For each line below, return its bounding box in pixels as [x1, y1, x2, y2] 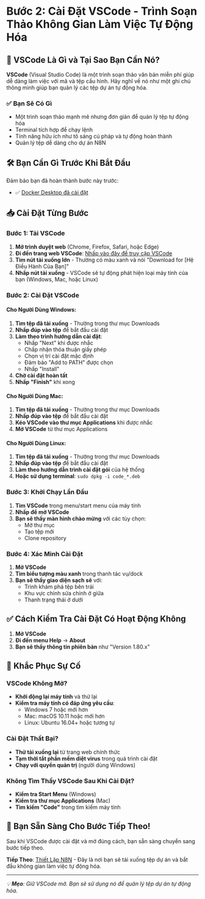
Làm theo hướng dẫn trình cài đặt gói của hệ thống [15, 466, 145, 473]
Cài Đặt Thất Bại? [6, 734, 59, 743]
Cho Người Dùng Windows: [6, 306, 77, 314]
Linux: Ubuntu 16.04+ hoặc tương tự [24, 719, 115, 726]
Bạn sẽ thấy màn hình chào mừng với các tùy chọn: [15, 514, 146, 522]
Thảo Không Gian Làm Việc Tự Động [6, 17, 193, 31]
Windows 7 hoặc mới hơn [24, 706, 88, 713]
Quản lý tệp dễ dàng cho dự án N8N [15, 139, 106, 146]
